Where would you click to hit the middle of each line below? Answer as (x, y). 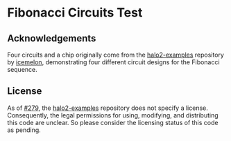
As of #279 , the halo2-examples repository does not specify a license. (108, 108)
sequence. (23, 69)
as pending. (24, 130)
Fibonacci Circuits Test (75, 13)
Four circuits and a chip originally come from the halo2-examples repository (115, 55)
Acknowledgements (52, 38)
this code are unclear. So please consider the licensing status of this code (113, 122)
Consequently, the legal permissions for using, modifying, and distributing (113, 115)
